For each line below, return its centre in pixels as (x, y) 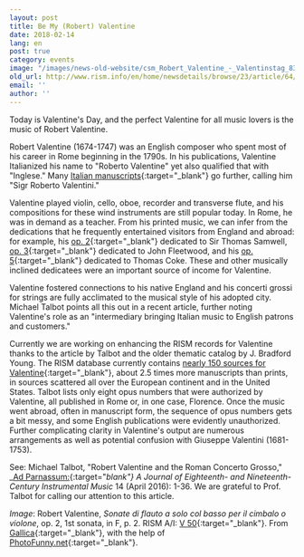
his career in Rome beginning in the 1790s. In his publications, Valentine (143, 156)
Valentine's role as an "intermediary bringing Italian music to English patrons (152, 316)
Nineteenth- (269, 476)
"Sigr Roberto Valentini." (54, 185)
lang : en (26, 43)
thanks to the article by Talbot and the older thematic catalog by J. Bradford (150, 353)
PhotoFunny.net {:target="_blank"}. (74, 542)
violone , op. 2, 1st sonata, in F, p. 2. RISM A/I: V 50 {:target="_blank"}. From (149, 523)
